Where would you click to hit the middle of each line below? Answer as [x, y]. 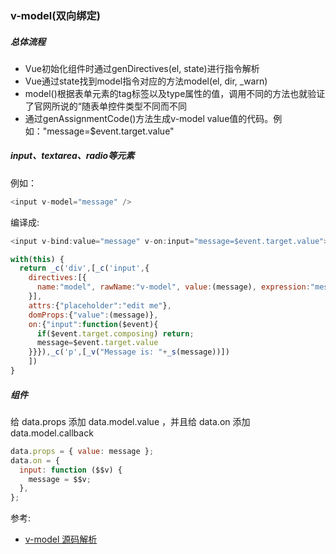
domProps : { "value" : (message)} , [93, 315]
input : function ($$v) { [71, 470]
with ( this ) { [37, 259]
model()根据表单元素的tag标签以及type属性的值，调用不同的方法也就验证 [175, 93]
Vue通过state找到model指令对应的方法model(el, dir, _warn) [146, 81]
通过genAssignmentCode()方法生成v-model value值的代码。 [149, 118]
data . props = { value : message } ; [82, 451]
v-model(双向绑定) [56, 15]
